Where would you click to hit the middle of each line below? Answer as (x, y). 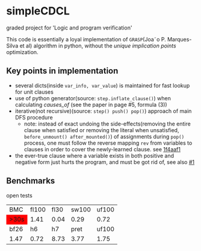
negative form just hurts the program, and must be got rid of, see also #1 (105, 162)
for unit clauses (34, 92)
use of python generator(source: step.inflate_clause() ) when (93, 98)
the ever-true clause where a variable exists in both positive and (94, 156)
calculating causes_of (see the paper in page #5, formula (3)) (91, 104)
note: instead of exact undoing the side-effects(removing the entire (107, 124)
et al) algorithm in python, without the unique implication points (98, 46)
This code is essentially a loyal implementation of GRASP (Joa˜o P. (86, 39)
